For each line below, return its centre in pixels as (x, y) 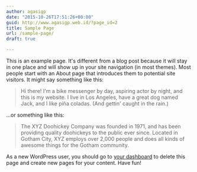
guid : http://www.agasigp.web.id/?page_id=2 (62, 22)
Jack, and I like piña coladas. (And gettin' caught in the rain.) (94, 103)
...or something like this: (35, 115)
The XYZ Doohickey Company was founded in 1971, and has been (101, 126)
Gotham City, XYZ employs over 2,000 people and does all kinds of (103, 139)
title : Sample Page (30, 28)
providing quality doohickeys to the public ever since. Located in (99, 133)
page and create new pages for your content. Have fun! (74, 163)
